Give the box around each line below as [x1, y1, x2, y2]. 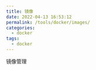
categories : [6, 24, 35, 31]
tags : [6, 36, 19, 41]
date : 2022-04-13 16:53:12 [6, 14, 72, 20]
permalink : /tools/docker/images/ [6, 19, 91, 25]
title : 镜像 [6, 8, 33, 15]
